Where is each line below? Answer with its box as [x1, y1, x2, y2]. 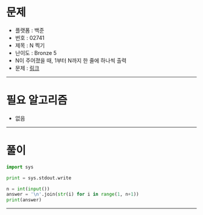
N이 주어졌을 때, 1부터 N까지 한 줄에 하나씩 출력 [14, 57, 127, 64]
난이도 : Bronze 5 [14, 49, 57, 56]
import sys [6, 164, 34, 170]
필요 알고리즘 [6, 94, 68, 107]
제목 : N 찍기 [14, 42, 45, 49]
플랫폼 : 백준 [14, 27, 45, 34]
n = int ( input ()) [6, 185, 50, 192]
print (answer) [6, 197, 42, 203]
